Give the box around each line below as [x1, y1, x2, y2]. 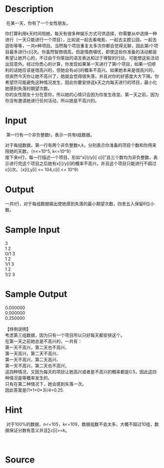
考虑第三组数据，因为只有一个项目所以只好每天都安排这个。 [5, 332, 125, 338]
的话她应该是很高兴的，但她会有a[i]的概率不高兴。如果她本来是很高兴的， [9, 67, 157, 73]
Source [5, 454, 35, 465]
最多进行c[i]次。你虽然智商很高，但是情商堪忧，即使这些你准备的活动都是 [9, 49, 157, 55]
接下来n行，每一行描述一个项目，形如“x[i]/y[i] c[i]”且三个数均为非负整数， [5, 154, 154, 160]
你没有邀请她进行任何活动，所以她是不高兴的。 [5, 98, 99, 103]
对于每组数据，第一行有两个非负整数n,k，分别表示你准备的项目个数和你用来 [5, 142, 157, 148]
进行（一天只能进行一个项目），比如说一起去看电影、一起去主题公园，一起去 [5, 37, 157, 42]
